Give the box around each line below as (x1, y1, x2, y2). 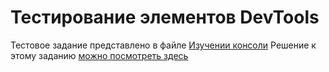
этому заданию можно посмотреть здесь (10, 49, 189, 61)
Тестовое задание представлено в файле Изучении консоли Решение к (10, 39, 317, 51)
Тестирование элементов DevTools (10, 6, 320, 29)
